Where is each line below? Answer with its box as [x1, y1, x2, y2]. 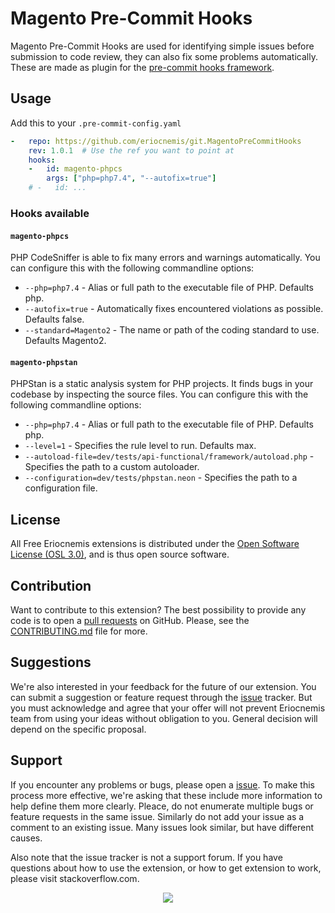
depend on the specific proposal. [10, 723, 147, 735]
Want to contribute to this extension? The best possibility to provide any [10, 603, 307, 616]
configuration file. [24, 482, 98, 494]
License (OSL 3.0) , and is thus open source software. [10, 548, 230, 561]
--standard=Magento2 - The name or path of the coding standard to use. [24, 324, 320, 336]
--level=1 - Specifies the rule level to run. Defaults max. [24, 440, 257, 452]
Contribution [10, 577, 92, 594]
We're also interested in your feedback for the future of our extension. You [10, 680, 317, 692]
